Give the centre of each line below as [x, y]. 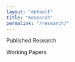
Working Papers [27, 52]
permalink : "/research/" [38, 23]
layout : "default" [30, 12]
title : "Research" [30, 18]
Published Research [31, 41]
